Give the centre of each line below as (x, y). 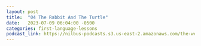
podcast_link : (24, 34)
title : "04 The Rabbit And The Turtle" (57, 17)
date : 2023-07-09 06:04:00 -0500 (51, 23)
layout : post (22, 12)
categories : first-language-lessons (52, 28)
